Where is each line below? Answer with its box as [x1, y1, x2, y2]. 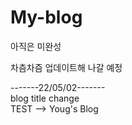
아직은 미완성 [10, 40, 62, 52]
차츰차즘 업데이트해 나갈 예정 [10, 61, 123, 73]
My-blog [10, 6, 83, 29]
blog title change [10, 92, 80, 104]
